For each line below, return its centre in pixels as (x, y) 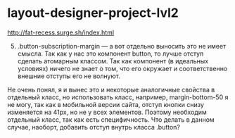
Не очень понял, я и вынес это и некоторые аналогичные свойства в (111, 89)
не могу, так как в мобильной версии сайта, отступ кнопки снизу (106, 104)
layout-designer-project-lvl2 (93, 13)
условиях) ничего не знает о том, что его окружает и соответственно (122, 68)
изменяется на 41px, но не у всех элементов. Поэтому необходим (107, 112)
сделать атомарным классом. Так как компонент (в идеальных (113, 61)
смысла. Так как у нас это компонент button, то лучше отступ (110, 54)
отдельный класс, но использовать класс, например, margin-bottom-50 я (118, 97)
